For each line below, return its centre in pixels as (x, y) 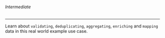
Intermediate (18, 7)
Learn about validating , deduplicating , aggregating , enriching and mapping (82, 26)
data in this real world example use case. (46, 31)
